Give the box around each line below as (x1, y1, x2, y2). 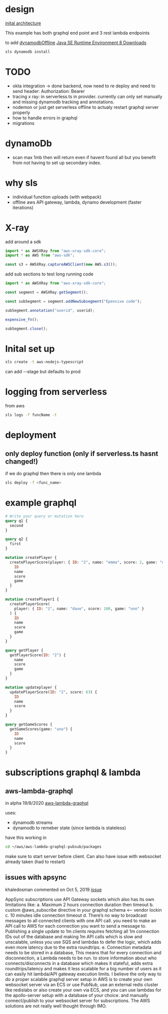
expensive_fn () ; (5, 317, 39, 322)
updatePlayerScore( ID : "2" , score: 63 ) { (9, 689, 97, 694)
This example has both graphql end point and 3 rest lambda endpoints (5, 30, 150, 36)
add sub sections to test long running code (5, 271, 93, 277)
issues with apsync (5, 873, 67, 882)
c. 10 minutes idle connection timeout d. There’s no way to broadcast (5, 912, 147, 918)
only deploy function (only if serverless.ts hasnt (5, 449, 158, 458)
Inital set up (5, 343, 55, 354)
